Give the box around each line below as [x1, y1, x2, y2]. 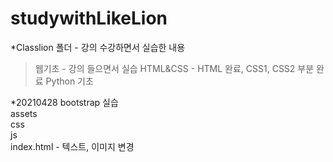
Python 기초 [45, 75, 94, 87]
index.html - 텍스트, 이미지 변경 [10, 140, 135, 152]
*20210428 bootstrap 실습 [10, 96, 119, 108]
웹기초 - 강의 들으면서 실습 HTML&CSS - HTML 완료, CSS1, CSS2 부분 [34, 62, 315, 74]
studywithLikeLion [10, 7, 168, 30]
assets [10, 107, 38, 119]
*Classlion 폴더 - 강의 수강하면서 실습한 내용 [10, 41, 186, 53]
